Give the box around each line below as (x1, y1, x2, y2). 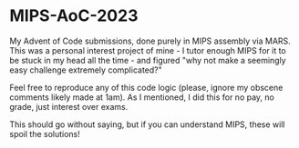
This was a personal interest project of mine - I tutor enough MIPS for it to (9, 44, 286, 55)
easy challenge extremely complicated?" (9, 64, 162, 75)
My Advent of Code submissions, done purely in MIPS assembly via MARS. (9, 35, 292, 46)
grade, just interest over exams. (9, 101, 129, 112)
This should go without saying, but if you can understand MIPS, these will (9, 119, 285, 130)
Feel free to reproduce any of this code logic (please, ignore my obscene (9, 82, 284, 93)
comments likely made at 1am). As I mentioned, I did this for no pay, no (9, 92, 275, 103)
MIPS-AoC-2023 (9, 5, 139, 26)
